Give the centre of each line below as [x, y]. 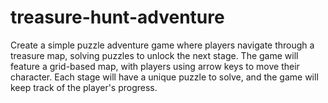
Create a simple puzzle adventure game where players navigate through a [162, 45]
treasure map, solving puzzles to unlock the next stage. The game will [154, 55]
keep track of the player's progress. [84, 87]
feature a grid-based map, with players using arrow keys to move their [155, 66]
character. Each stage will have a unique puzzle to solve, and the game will [164, 77]
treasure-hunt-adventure [117, 17]
